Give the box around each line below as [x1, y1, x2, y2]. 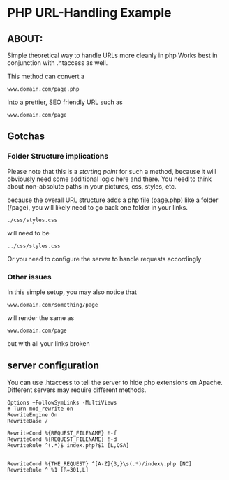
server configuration [7, 360, 100, 372]
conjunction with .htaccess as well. [7, 59, 108, 67]
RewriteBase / [7, 417, 49, 424]
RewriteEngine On [7, 411, 58, 419]
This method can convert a [7, 72, 85, 80]
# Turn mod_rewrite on [7, 405, 73, 412]
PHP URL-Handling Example [7, 5, 172, 21]
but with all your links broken [7, 339, 90, 347]
